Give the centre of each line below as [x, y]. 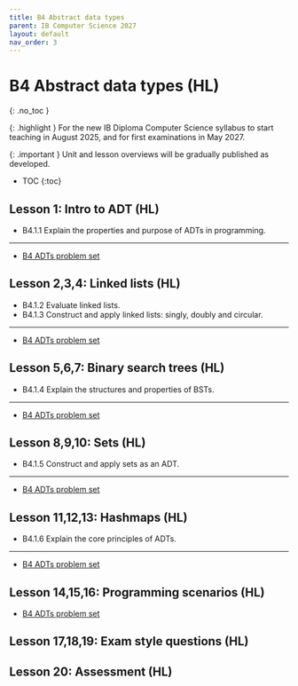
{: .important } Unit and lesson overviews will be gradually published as [139, 154]
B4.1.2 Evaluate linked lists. [71, 305]
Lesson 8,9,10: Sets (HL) [78, 443]
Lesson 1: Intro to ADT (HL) [84, 209]
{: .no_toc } [29, 111]
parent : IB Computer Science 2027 [73, 26]
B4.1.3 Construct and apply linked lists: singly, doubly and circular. [142, 314]
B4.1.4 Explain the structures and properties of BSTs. [118, 389]
